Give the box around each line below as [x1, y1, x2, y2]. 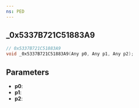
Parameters [6, 67, 49, 77]
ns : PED [6, 8, 25, 15]
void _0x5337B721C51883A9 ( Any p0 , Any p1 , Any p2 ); [6, 51, 134, 57]
